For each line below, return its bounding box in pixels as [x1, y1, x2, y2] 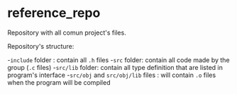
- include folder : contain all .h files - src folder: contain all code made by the [7, 55, 230, 64]
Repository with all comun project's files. [7, 28, 126, 37]
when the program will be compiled [7, 78, 111, 86]
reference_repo [7, 5, 101, 21]
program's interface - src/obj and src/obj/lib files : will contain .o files [7, 71, 216, 79]
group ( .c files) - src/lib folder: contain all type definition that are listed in [7, 63, 224, 71]
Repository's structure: [7, 42, 75, 50]
